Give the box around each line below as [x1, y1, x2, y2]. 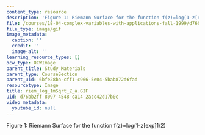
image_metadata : [6, 32, 48, 38]
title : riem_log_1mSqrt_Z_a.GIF [6, 88, 88, 94]
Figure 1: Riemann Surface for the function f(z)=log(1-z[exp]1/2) [6, 122, 166, 129]
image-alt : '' [12, 49, 48, 55]
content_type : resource [6, 9, 67, 15]
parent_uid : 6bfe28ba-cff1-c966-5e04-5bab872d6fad [6, 77, 138, 83]
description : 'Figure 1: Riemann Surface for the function [6, 15, 160, 21]
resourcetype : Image [6, 83, 59, 89]
